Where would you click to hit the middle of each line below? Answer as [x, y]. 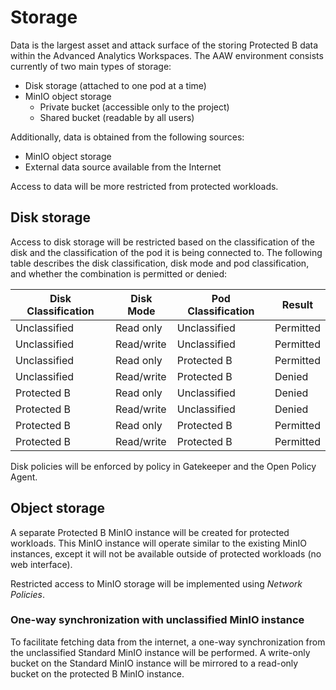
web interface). [41, 564]
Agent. [24, 477]
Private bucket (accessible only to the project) [134, 107]
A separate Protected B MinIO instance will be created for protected [150, 532]
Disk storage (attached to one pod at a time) [115, 85]
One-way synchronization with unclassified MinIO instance [157, 620]
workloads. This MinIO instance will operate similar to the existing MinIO [158, 543]
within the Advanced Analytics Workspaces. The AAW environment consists [167, 55]
